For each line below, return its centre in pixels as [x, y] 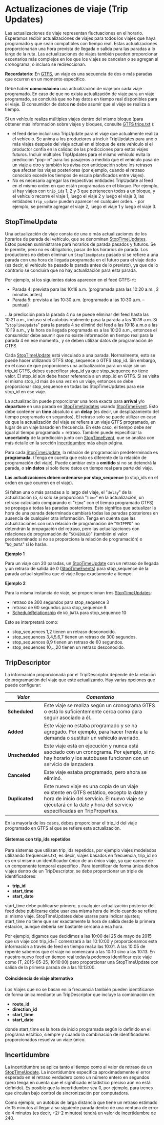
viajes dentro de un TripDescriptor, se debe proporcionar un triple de [74, 871]
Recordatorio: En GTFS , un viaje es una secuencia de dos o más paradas [79, 74]
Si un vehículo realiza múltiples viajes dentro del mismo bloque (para [74, 119]
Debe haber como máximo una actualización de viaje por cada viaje [74, 88]
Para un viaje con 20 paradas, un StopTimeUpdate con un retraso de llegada [82, 563]
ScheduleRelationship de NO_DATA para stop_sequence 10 [69, 613]
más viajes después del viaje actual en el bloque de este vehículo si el [82, 144]
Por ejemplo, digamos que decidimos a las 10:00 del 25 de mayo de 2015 [79, 936]
